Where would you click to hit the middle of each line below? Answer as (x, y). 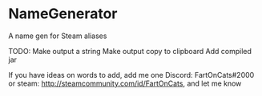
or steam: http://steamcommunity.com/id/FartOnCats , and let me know (125, 83)
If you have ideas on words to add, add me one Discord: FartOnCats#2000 (131, 75)
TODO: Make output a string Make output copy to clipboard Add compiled (130, 51)
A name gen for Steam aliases (58, 36)
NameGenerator (63, 14)
